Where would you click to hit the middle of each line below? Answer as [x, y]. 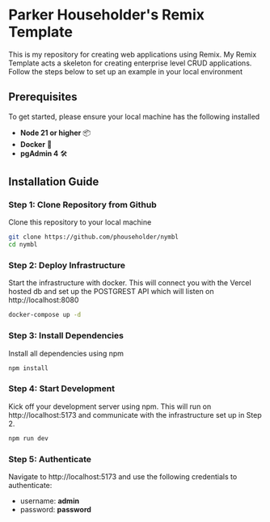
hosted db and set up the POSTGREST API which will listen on [111, 292]
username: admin [49, 501]
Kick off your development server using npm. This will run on [110, 406]
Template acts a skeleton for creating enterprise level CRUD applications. [130, 63]
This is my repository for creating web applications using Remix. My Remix [133, 54]
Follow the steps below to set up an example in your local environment [125, 71]
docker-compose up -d [45, 315]
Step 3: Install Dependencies [66, 335]
